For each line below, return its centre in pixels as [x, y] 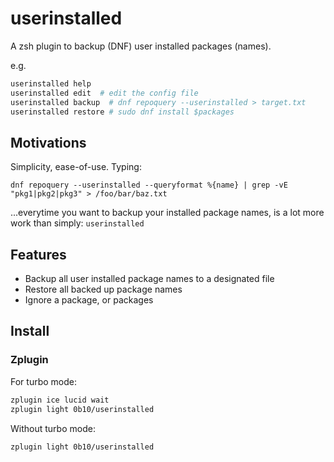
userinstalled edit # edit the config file [104, 93]
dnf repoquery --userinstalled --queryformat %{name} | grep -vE [149, 185]
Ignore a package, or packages [89, 300]
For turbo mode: [43, 381]
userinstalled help [51, 83]
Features [38, 254]
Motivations [48, 142]
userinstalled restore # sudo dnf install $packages [122, 112]
